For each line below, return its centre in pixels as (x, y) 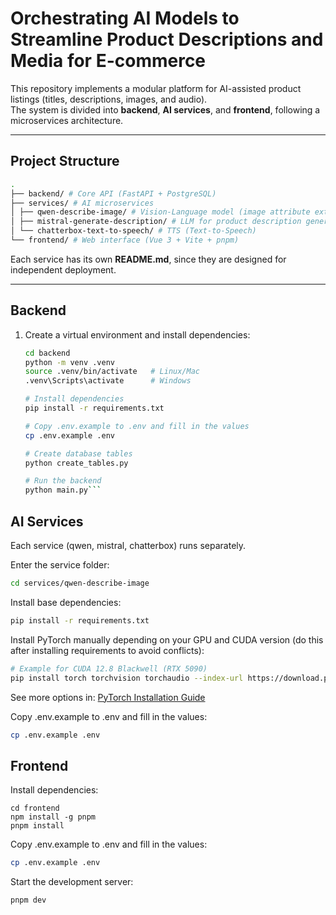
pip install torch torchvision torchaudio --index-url (127, 678)
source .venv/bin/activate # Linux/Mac (112, 372)
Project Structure (65, 161)
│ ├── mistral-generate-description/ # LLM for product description (156, 222)
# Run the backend (63, 481)
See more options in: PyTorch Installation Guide (108, 697)
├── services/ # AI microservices (82, 203)
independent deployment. (63, 269)
